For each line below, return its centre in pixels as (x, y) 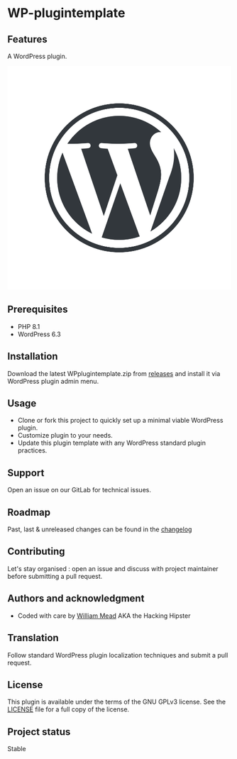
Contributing (36, 552)
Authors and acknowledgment (76, 598)
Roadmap (29, 512)
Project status (39, 732)
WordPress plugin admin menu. (53, 381)
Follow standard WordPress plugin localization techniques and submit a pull (118, 655)
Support (26, 473)
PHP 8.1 (29, 326)
